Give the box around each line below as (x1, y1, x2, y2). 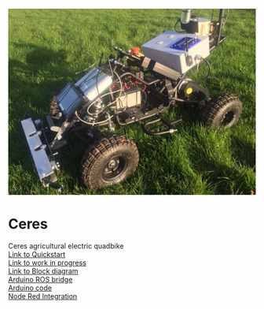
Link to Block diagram (8, 266, 79, 276)
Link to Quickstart (8, 249, 65, 259)
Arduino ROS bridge (8, 274, 73, 284)
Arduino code (8, 283, 53, 292)
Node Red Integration (8, 291, 78, 300)
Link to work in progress (8, 258, 86, 267)
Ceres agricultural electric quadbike (8, 241, 124, 251)
